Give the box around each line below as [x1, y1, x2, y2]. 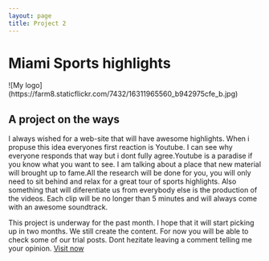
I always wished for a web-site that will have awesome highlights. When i [8, 134, 250, 143]
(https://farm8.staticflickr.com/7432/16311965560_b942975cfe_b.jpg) [8, 89, 238, 99]
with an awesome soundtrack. [8, 202, 108, 212]
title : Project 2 [8, 19, 67, 27]
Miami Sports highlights [8, 54, 171, 72]
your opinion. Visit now [8, 243, 84, 254]
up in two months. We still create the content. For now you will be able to [8, 226, 249, 236]
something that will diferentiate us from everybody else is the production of [8, 185, 258, 195]
